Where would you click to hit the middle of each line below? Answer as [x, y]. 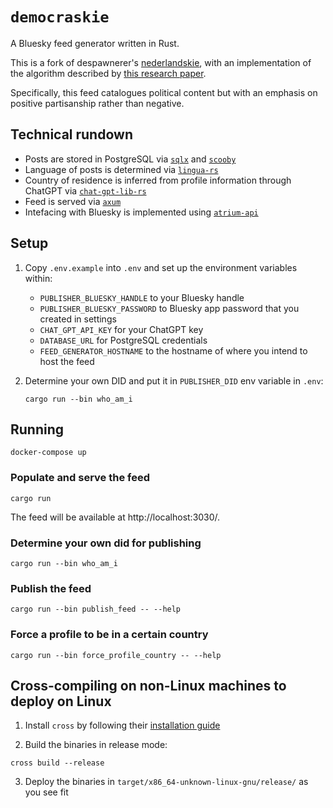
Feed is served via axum [73, 201]
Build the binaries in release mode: [96, 745]
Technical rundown [71, 134]
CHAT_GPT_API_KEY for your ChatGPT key [121, 329]
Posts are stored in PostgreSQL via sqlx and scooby [130, 159]
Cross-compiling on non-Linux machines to [148, 685]
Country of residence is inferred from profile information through [158, 180]
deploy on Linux [61, 701]
